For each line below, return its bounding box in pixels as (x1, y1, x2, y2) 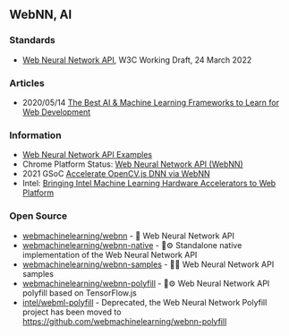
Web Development (21, 107, 91, 117)
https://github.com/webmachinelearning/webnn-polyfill (21, 315, 227, 326)
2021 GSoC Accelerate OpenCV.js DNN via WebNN (21, 168, 210, 179)
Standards (9, 34, 56, 47)
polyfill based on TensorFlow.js (21, 287, 137, 298)
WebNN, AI (9, 7, 72, 22)
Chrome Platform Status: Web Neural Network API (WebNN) (21, 159, 243, 169)
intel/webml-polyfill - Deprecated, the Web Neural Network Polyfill (21, 297, 268, 307)
